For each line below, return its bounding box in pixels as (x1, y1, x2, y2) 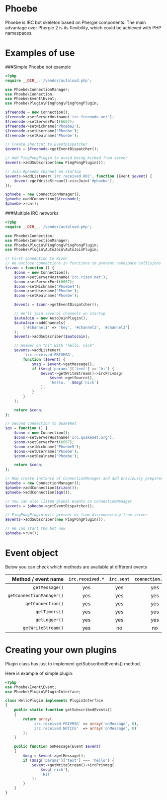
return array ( (23, 717, 52, 721)
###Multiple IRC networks (5, 210, 59, 216)
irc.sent (109, 576, 130, 582)
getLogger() (35, 617, 64, 623)
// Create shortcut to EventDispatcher (5, 142, 88, 147)
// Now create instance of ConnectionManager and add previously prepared (5, 476, 164, 481)
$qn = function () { (5, 426, 48, 431)
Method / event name (11, 575, 64, 582)
